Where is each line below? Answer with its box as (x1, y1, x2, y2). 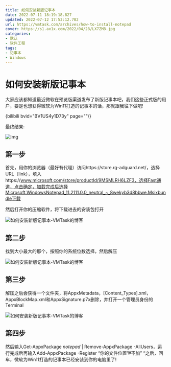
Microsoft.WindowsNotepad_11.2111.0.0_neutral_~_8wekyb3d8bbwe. (5, 190, 148, 196)
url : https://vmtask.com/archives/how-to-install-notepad (5, 21, 131, 27)
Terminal (5, 302, 24, 308)
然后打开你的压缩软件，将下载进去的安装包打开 (5, 207, 104, 213)
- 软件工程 (5, 41, 26, 46)
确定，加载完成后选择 (22, 184, 68, 190)
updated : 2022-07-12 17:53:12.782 (5, 17, 79, 22)
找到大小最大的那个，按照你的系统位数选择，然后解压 (5, 248, 117, 254)
